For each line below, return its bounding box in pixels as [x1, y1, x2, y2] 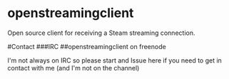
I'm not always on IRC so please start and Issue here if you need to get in [7, 56, 223, 65]
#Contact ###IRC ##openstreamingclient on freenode [7, 42, 166, 51]
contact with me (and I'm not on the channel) [7, 63, 140, 72]
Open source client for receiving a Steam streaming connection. [7, 28, 195, 37]
